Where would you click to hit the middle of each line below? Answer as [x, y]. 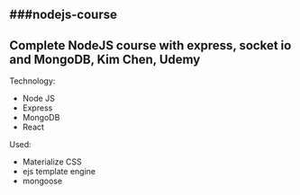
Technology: [32, 81]
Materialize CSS [52, 162]
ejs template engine [59, 172]
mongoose [42, 181]
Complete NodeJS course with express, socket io [150, 45]
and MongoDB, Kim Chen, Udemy [105, 59]
